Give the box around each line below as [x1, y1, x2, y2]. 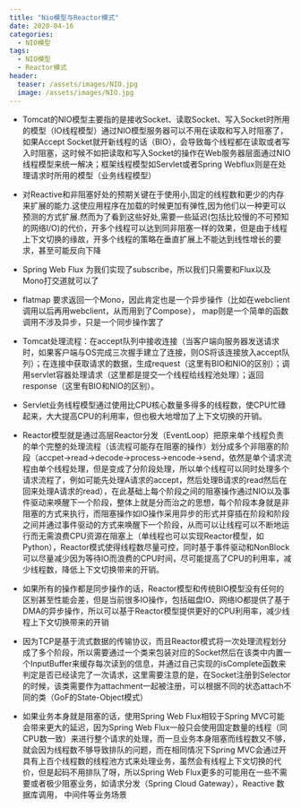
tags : [9, 47, 30, 56]
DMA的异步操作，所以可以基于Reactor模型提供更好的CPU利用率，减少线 [21, 606, 290, 616]
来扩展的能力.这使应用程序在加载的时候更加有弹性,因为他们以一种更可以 [21, 200, 287, 211]
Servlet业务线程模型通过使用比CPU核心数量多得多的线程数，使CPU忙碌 [21, 400, 287, 410]
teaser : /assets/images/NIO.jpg [17, 80, 139, 89]
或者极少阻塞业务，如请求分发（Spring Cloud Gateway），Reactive [30, 778, 275, 788]
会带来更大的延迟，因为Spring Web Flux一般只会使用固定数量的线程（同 [21, 722, 288, 733]
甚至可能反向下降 [38, 245, 101, 255]
